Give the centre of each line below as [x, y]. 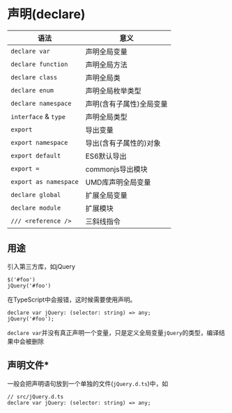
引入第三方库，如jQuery [41, 266]
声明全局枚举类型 [113, 91]
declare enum [32, 90]
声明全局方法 [106, 65]
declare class [34, 77]
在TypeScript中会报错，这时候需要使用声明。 [72, 299]
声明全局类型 [106, 117]
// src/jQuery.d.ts [36, 397]
